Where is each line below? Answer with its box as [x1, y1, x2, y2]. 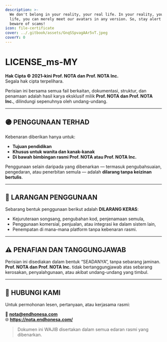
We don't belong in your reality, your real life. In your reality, [9, 12, 155, 17]
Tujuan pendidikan [12, 143, 52, 149]
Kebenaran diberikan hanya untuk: [5, 134, 76, 140]
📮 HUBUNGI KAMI [5, 288, 61, 297]
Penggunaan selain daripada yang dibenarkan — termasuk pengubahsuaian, [5, 164, 162, 170]
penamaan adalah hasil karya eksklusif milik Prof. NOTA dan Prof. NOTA [5, 93, 153, 99]
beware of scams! [9, 21, 46, 26]
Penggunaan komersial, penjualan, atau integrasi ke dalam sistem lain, [12, 221, 156, 227]
